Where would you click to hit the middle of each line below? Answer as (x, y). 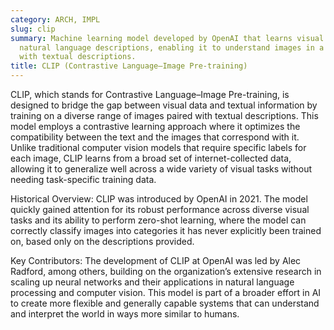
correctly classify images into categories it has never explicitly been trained (166, 230)
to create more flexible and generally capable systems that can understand (165, 303)
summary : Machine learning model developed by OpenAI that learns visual (167, 38)
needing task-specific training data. (83, 179)
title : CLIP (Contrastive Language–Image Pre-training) (129, 66)
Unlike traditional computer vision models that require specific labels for (158, 147)
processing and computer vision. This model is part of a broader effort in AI (166, 292)
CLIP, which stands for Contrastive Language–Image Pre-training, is (150, 94)
